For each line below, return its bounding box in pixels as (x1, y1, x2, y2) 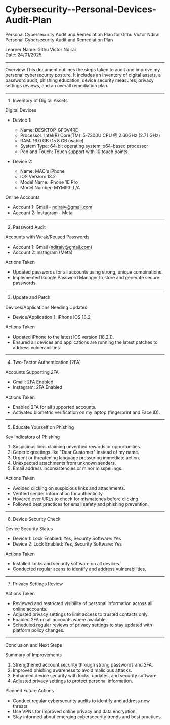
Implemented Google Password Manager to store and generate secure (12, 274, 160, 280)
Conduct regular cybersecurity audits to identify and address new (12, 698, 150, 704)
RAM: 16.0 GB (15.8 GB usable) (20, 137, 84, 143)
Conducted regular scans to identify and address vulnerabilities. (12, 566, 147, 572)
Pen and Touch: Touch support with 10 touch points (20, 148, 128, 155)
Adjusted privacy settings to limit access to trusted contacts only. (12, 611, 149, 617)
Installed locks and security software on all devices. (12, 560, 121, 566)
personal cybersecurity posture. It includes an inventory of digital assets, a (5, 72, 161, 78)
